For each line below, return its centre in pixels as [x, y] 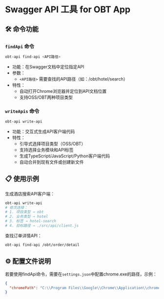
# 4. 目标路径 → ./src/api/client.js [42, 226]
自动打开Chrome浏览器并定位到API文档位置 [63, 91]
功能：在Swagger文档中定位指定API [48, 66]
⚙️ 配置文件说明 [28, 261]
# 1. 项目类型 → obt [24, 212]
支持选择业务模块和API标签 [46, 149]
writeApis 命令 [22, 111]
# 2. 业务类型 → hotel [27, 217]
